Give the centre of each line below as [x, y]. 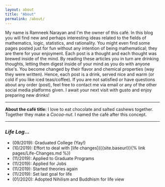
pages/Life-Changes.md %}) [41, 153]
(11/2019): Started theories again [45, 169]
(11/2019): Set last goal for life [42, 174]
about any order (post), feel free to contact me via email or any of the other [81, 85]
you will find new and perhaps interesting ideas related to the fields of [76, 38]
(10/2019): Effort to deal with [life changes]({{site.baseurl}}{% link [79, 148]
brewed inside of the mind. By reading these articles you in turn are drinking [82, 59]
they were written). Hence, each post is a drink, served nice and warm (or [80, 75]
